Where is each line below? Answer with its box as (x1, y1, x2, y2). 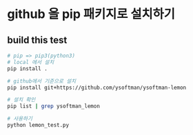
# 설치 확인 (7, 96, 36, 103)
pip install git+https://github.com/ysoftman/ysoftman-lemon (7, 84, 187, 91)
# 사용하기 (7, 115, 33, 123)
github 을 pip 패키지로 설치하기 (7, 6, 176, 22)
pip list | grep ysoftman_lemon (7, 103, 100, 110)
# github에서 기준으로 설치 (7, 77, 77, 85)
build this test (7, 34, 68, 45)
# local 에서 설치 (7, 59, 54, 65)
